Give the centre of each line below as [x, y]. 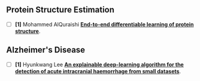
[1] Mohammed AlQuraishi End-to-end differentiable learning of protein [104, 24]
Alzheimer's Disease [46, 50]
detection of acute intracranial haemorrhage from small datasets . [98, 71]
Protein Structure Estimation [60, 10]
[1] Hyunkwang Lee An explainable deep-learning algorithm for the [99, 64]
